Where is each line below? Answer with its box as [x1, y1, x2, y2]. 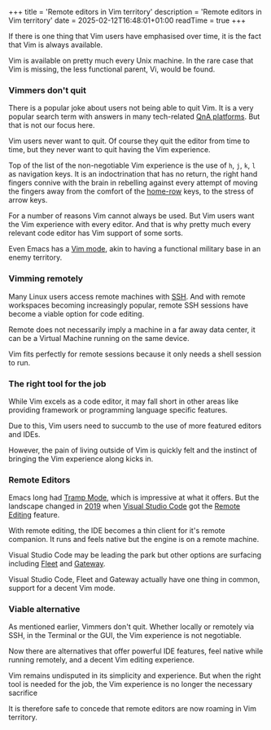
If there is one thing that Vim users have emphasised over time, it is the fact [8, 32, 262, 41]
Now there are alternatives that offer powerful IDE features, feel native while [8, 646, 264, 656]
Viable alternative [8, 604, 81, 615]
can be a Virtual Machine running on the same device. [8, 333, 190, 343]
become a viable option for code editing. [8, 308, 145, 318]
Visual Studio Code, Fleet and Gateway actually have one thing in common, [8, 575, 260, 584]
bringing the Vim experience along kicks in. [8, 453, 154, 463]
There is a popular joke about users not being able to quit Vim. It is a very [8, 103, 254, 113]
